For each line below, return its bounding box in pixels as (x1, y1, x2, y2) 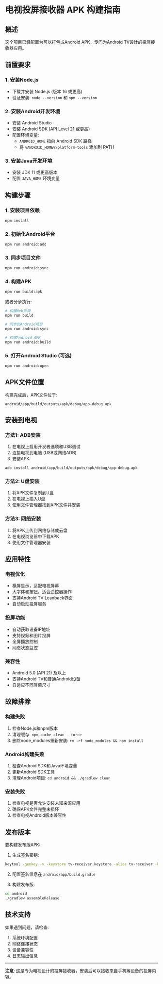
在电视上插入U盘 (12, 496, 46, 502)
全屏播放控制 (12, 639, 38, 644)
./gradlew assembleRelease (5, 896, 60, 900)
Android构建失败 (5, 751, 45, 758)
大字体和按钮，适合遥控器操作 (12, 589, 72, 595)
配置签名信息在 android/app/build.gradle (12, 871, 96, 877)
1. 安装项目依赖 (5, 207, 40, 214)
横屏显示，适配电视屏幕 (12, 583, 59, 588)
